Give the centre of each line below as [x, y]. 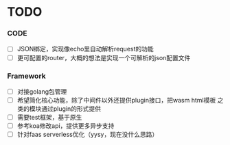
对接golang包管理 [42, 91]
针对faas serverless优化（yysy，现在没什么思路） [88, 135]
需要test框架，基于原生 [49, 118]
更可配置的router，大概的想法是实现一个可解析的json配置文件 [104, 57]
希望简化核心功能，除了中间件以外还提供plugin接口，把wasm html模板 [116, 100]
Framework [26, 76]
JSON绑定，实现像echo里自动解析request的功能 [85, 49]
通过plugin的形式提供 [71, 109]
